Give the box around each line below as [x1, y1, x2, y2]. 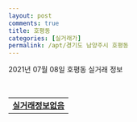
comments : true [8, 19, 60, 27]
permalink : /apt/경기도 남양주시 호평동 [8, 42, 129, 50]
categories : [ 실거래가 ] [8, 34, 82, 43]
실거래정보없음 [12, 100, 65, 112]
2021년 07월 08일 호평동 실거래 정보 [8, 65, 123, 75]
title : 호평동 [8, 26, 51, 35]
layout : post [8, 11, 52, 20]
